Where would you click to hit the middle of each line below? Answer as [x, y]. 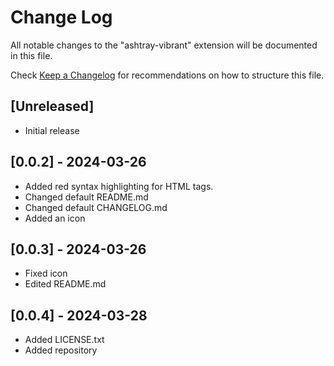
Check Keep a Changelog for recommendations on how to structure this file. [167, 75]
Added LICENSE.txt [64, 340]
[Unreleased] [52, 106]
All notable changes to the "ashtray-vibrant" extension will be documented [164, 45]
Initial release [52, 130]
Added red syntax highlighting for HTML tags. [119, 186]
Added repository [61, 350]
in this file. [31, 55]
